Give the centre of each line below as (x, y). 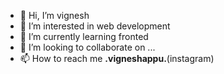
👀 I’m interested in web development (95, 26)
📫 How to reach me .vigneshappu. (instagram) (117, 58)
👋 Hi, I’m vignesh (54, 15)
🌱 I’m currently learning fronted (84, 36)
